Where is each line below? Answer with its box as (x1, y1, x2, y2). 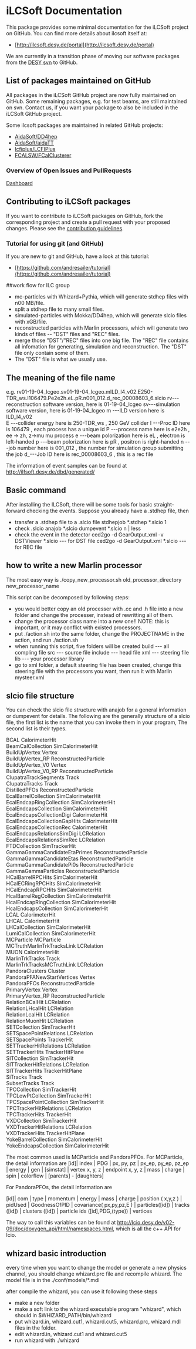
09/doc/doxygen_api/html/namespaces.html (6, 1225, 113, 1232)
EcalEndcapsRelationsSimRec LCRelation (6, 836, 106, 844)
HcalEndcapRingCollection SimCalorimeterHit (6, 899, 116, 906)
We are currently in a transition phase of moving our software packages (6, 52, 180, 59)
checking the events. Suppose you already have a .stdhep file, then (26, 507, 189, 514)
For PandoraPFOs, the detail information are (6, 1184, 113, 1191)
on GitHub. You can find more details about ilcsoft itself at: (6, 29, 147, 36)
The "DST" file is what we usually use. (14, 355, 107, 363)
